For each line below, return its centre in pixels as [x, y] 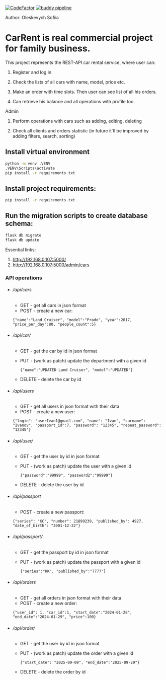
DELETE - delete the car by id [51, 379]
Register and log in [32, 72]
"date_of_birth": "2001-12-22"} [46, 525]
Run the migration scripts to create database [76, 216]
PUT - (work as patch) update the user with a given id [76, 466]
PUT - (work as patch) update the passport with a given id [80, 562]
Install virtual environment [47, 152]
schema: [19, 224]
